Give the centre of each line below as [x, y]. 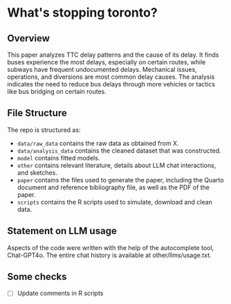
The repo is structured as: [44, 130]
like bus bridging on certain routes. [57, 92]
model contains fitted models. [58, 158]
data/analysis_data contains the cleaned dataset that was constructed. [119, 151]
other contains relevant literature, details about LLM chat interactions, [117, 165]
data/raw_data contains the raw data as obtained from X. [98, 143]
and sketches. [37, 172]
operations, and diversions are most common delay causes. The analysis [111, 77]
